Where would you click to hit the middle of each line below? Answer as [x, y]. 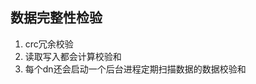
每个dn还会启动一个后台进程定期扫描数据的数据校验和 [135, 69]
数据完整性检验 [56, 18]
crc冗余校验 [49, 44]
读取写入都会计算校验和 [73, 56]
